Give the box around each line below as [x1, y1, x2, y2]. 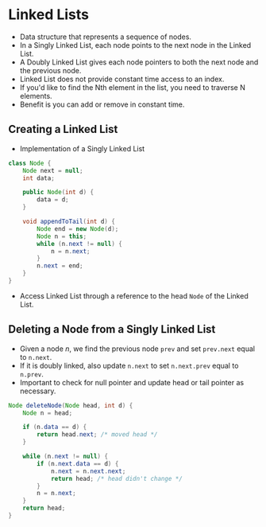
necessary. [19, 386, 56, 396]
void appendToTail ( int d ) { [22, 217, 115, 225]
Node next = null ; [22, 166, 83, 174]
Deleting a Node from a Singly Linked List [8, 322, 216, 336]
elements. [19, 91, 53, 100]
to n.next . [19, 352, 52, 361]
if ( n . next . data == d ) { [37, 459, 119, 467]
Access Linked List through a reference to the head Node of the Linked [19, 291, 249, 300]
